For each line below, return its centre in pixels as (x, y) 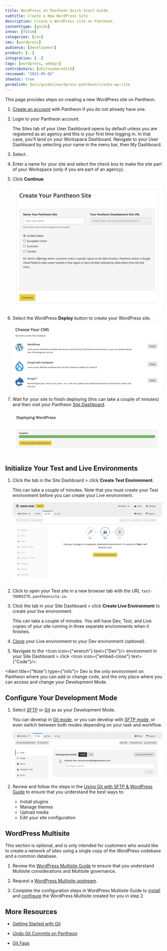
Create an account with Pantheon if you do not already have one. (79, 109)
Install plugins (34, 802)
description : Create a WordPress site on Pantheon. (60, 21)
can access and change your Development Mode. (56, 682)
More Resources (31, 912)
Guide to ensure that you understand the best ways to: (68, 792)
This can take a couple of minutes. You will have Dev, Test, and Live (82, 621)
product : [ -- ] (20, 53)
